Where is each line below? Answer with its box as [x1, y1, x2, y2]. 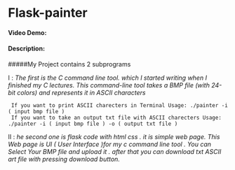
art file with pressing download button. [8, 155, 120, 163]
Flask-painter [8, 5, 88, 21]
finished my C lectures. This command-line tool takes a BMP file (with [8, 80, 210, 89]
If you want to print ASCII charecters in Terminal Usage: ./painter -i [11, 101, 229, 109]
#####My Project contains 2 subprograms [8, 59, 131, 68]
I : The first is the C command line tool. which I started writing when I [8, 73, 208, 82]
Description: [8, 44, 45, 53]
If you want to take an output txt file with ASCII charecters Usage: [11, 114, 222, 121]
